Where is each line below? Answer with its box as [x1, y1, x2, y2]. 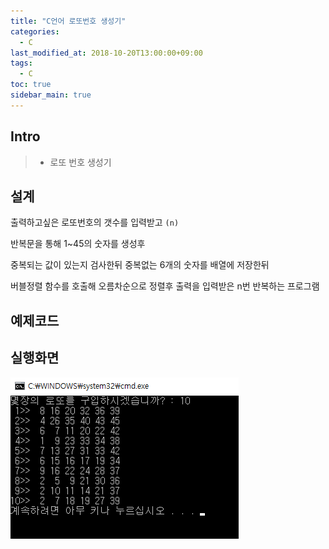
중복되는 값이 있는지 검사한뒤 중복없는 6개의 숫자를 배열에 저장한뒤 [10, 259, 270, 271]
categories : [10, 26, 60, 37]
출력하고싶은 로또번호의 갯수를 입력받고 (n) [10, 216, 180, 229]
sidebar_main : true [10, 90, 92, 100]
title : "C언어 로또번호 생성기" [10, 16, 127, 26]
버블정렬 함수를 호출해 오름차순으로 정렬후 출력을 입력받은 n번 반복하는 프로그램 [10, 280, 320, 292]
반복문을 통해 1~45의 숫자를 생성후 [10, 238, 146, 250]
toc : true [10, 80, 52, 90]
